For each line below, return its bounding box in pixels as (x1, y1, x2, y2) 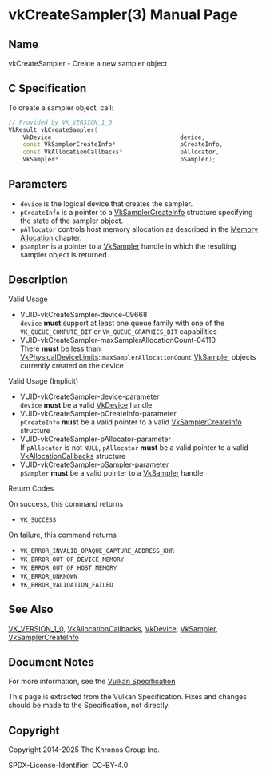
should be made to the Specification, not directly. (8, 701, 170, 710)
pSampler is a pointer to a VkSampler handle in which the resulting (19, 241, 237, 251)
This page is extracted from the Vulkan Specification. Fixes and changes (8, 692, 248, 702)
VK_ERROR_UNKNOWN (19, 572, 78, 580)
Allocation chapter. (19, 233, 82, 242)
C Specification (8, 82, 87, 95)
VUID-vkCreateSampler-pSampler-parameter (19, 460, 169, 469)
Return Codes (8, 484, 54, 493)
